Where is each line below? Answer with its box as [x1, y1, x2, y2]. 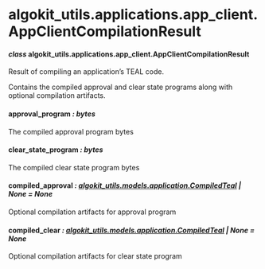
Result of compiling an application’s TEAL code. [8, 67, 165, 76]
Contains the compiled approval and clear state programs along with [8, 82, 233, 92]
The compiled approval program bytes [8, 127, 134, 136]
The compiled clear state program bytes [8, 162, 140, 172]
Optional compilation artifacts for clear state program [8, 251, 183, 261]
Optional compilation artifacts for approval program [8, 207, 177, 216]
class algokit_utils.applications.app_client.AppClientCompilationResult [8, 49, 250, 59]
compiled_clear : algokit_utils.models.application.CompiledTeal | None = [8, 225, 255, 235]
